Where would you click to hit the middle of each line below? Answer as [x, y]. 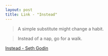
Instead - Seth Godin [27, 48]
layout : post [19, 10]
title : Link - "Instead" [31, 14]
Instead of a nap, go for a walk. [50, 38]
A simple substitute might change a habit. [61, 28]
